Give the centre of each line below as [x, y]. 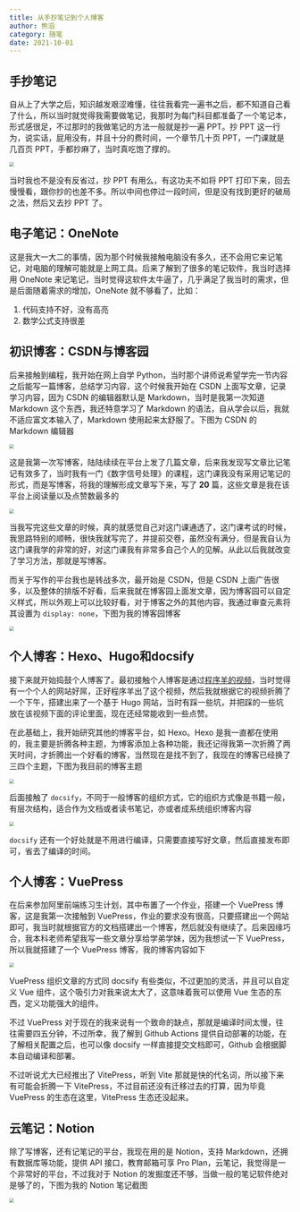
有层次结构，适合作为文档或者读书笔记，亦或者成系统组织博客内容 [130, 808]
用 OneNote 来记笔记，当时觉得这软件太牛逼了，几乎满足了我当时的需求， [145, 279]
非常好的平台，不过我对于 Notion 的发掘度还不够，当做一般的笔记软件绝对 [152, 1174]
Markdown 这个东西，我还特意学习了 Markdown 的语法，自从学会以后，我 [146, 408]
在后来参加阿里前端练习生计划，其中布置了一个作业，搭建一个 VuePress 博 [146, 905]
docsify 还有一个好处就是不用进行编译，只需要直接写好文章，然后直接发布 [146, 840]
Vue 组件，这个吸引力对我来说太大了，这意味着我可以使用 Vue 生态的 [146, 992]
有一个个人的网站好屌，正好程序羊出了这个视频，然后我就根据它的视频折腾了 [150, 691]
